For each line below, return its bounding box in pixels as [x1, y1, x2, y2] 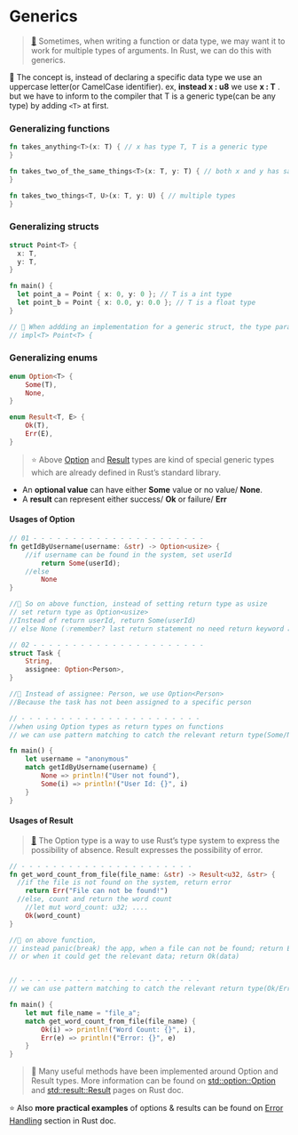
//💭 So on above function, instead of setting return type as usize [9, 600, 268, 608]
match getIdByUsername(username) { [25, 763, 157, 772]
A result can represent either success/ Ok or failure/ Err [21, 494, 228, 504]
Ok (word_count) [25, 911, 82, 920]
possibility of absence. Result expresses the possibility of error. [30, 844, 263, 855]
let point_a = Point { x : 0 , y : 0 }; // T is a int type [17, 290, 232, 299]
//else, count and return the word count [17, 895, 173, 904]
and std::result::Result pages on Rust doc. [30, 1085, 184, 1096]
